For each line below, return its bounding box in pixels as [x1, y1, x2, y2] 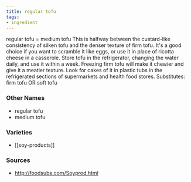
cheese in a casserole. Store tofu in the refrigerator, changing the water [6, 54, 179, 62]
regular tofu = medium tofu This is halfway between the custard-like [6, 36, 171, 43]
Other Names [6, 94, 45, 102]
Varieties [6, 128, 32, 136]
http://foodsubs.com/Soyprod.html [14, 170, 98, 177]
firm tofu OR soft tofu [6, 79, 57, 86]
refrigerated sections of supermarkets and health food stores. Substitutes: [6, 73, 186, 80]
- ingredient [6, 19, 38, 25]
